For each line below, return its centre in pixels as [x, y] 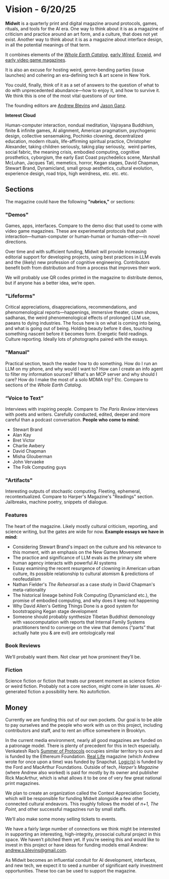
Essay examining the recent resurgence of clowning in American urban [86, 568]
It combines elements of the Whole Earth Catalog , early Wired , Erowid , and [83, 55]
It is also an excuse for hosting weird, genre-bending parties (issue [75, 70]
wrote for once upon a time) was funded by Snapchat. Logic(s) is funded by [84, 762]
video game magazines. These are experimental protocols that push [76, 231]
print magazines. [23, 783]
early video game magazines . [36, 60]
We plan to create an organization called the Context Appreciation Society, [83, 793]
